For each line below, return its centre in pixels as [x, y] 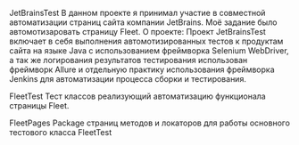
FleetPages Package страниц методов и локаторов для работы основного [149, 123]
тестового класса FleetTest [61, 132]
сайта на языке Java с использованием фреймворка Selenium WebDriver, [149, 51]
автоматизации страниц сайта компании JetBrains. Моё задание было [143, 22]
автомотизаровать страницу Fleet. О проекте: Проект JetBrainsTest [137, 32]
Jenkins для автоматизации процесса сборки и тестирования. [128, 79]
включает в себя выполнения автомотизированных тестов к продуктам [146, 41]
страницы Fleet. [39, 105]
